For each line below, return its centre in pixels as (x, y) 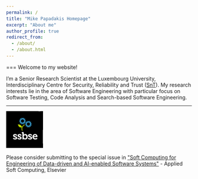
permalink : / (22, 12)
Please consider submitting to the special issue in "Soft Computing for (91, 157)
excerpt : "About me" (32, 25)
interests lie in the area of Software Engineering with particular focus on (93, 91)
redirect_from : (25, 37)
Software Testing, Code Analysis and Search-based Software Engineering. (97, 97)
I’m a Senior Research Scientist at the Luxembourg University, (81, 78)
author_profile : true (33, 31)
